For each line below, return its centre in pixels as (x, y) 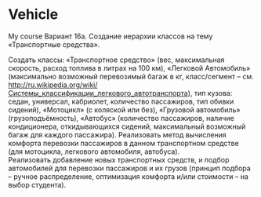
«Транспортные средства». (54, 44)
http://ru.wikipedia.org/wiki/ (53, 85)
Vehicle (33, 15)
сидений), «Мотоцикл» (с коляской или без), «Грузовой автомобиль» (124, 109)
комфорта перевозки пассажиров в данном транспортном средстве (123, 143)
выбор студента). (37, 184)
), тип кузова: (210, 93)
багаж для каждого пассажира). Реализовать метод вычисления (118, 134)
